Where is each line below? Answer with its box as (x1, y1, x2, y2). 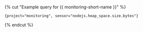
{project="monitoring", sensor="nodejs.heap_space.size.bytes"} (4, 14, 139, 18)
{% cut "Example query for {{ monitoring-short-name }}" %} (4, 4, 126, 10)
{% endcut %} (4, 22, 34, 28)
